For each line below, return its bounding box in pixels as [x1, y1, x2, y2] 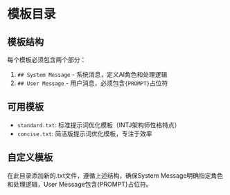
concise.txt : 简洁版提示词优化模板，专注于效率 [17, 129, 152, 138]
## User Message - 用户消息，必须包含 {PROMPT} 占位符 [17, 79, 168, 87]
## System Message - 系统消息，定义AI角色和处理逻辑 [17, 71, 168, 78]
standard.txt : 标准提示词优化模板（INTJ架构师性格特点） [17, 120, 181, 129]
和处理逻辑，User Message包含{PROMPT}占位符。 [7, 180, 152, 188]
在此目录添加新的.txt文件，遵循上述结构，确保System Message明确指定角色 [7, 171, 224, 180]
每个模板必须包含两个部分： [7, 56, 87, 64]
